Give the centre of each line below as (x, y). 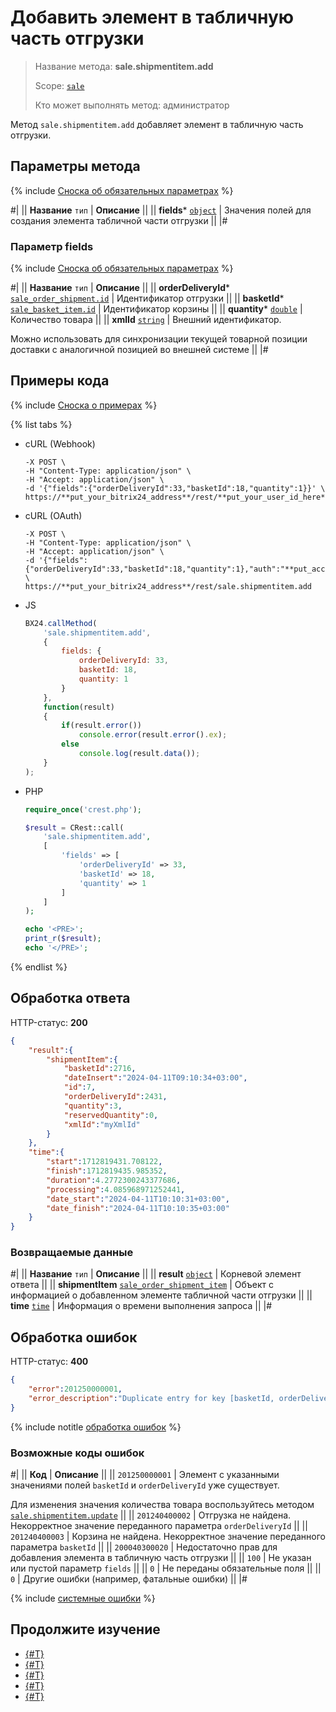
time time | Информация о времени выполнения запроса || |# (141, 1306)
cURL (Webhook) (60, 443)
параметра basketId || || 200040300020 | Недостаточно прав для (144, 1547)
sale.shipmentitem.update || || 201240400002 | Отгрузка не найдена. (151, 1515)
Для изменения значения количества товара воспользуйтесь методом (162, 1505)
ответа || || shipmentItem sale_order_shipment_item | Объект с (142, 1285)
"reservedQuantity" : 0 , (111, 1115)
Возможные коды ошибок (77, 1453)
